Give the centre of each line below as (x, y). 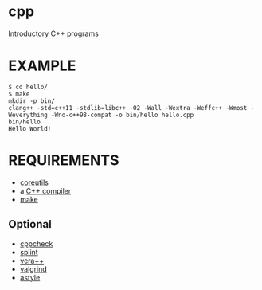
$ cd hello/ (28, 87)
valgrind (33, 268)
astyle (30, 277)
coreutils (34, 182)
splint (29, 252)
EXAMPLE (42, 66)
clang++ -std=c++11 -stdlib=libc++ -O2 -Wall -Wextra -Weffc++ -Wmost (128, 108)
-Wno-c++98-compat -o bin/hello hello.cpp (122, 115)
